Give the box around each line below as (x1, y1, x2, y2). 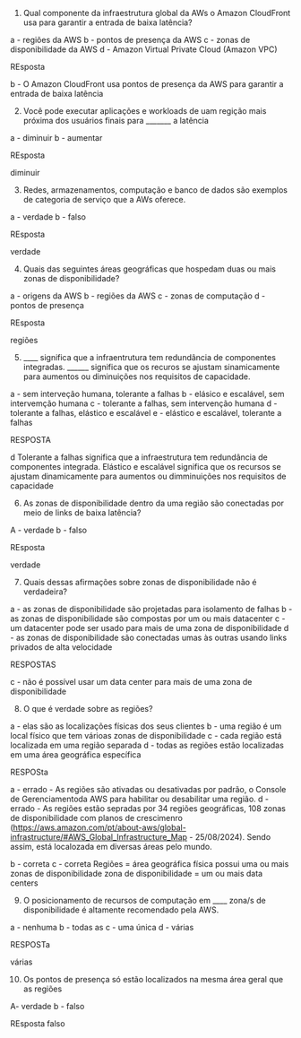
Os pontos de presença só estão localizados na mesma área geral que (22, 974, 284, 984)
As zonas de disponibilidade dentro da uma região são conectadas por (22, 497, 285, 508)
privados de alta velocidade (10, 642, 113, 653)
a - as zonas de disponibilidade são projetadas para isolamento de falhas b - (10, 604, 293, 614)
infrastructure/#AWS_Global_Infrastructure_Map (10, 832, 187, 842)
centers (10, 878, 39, 888)
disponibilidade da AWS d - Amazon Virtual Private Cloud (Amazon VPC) (10, 44, 278, 55)
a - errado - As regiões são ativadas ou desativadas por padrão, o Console (10, 784, 287, 794)
